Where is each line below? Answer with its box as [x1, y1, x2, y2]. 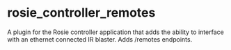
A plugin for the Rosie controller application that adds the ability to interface [7, 28, 224, 36]
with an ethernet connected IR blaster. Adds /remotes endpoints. [7, 35, 193, 43]
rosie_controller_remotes [7, 5, 156, 21]
